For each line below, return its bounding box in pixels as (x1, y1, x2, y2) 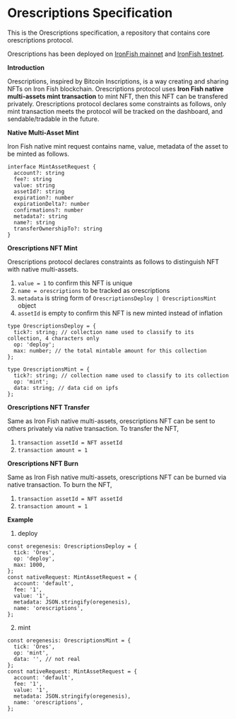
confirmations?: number (13, 207, 83, 214)
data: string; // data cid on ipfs (13, 384, 119, 391)
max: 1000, (13, 561, 46, 568)
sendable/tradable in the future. (7, 115, 100, 123)
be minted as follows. (7, 149, 69, 158)
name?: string (13, 219, 55, 226)
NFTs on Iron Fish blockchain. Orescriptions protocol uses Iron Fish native (7, 84, 224, 93)
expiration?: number (13, 194, 74, 201)
